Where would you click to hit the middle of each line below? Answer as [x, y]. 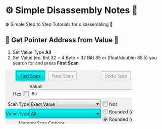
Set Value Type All [32, 52]
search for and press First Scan [46, 63]
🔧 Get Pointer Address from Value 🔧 [62, 40]
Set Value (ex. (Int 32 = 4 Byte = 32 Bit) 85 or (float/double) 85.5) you [85, 57]
